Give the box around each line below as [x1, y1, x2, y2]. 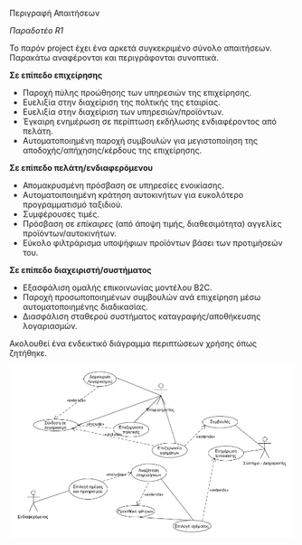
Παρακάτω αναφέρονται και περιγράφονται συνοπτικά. [9, 52, 220, 62]
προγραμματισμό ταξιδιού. [22, 199, 124, 210]
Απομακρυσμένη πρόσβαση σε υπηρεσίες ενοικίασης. [22, 180, 224, 191]
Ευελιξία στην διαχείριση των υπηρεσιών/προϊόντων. [22, 107, 224, 117]
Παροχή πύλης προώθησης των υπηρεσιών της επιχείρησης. [22, 88, 252, 98]
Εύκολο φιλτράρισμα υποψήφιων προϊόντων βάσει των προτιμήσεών [22, 238, 283, 248]
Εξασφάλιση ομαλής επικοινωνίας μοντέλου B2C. [22, 282, 212, 293]
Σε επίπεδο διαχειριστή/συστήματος [9, 265, 152, 275]
